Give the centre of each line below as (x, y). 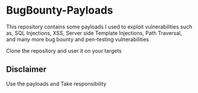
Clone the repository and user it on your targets (64, 50)
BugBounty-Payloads (60, 10)
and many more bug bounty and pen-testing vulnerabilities (78, 39)
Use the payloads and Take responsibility (56, 84)
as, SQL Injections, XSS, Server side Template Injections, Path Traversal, (94, 33)
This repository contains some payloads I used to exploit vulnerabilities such (99, 27)
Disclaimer (26, 70)
